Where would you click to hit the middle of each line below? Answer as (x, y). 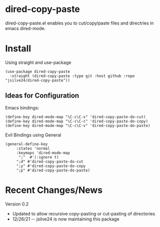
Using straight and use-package (38, 62)
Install (18, 49)
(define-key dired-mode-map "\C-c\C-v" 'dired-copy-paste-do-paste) (78, 125)
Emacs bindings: (22, 107)
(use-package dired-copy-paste (38, 71)
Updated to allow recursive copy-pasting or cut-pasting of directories (84, 213)
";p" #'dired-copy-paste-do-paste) (53, 170)
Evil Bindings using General (33, 135)
